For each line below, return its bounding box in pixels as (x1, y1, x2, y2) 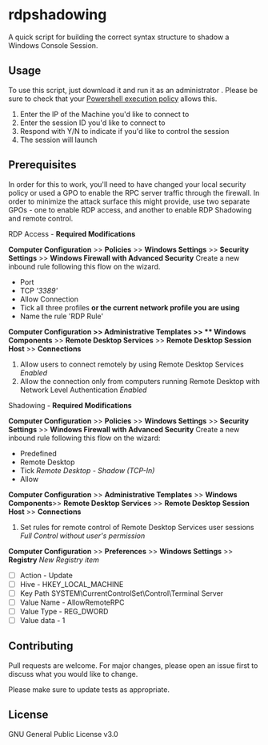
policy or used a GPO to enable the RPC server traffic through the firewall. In (8, 188, 260, 197)
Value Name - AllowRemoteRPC (19, 597, 125, 607)
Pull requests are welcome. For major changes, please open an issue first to (8, 660, 258, 670)
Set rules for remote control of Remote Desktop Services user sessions (19, 522, 254, 532)
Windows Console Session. (8, 40, 98, 50)
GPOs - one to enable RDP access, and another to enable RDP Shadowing (8, 204, 252, 214)
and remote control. (8, 213, 74, 223)
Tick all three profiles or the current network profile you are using (19, 302, 240, 312)
